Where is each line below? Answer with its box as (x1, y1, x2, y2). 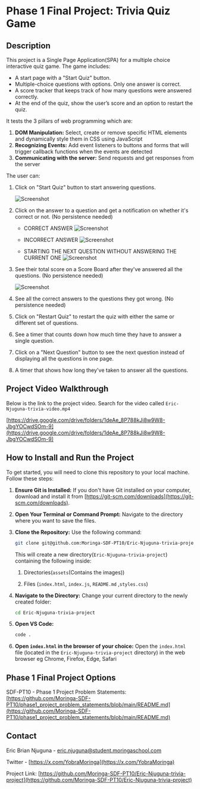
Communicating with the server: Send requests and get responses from (14, 154, 194, 161)
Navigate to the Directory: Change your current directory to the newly (14, 592, 188, 599)
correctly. (14, 94, 39, 100)
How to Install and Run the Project (6, 453, 134, 463)
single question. (14, 337, 54, 344)
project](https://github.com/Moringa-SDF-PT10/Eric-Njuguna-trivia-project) (6, 776, 192, 783)
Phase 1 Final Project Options (6, 672, 116, 683)
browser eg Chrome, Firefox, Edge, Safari (14, 656, 117, 663)
